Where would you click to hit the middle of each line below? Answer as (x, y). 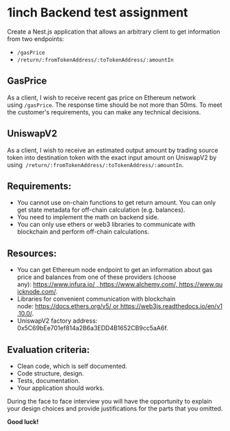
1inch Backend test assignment (98, 13)
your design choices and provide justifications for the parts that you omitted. (115, 408)
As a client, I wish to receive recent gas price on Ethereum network (102, 97)
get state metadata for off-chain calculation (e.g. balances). (101, 210)
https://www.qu (201, 284)
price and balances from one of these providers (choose (97, 277)
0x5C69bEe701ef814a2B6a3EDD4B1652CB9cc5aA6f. (93, 328)
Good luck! (23, 422)
